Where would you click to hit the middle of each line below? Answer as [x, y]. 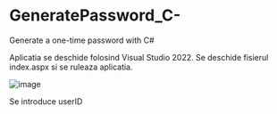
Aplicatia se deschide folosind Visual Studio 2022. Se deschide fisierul [139, 57]
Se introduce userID [46, 101]
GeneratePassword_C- [95, 16]
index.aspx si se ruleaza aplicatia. [71, 67]
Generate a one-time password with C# [82, 40]
